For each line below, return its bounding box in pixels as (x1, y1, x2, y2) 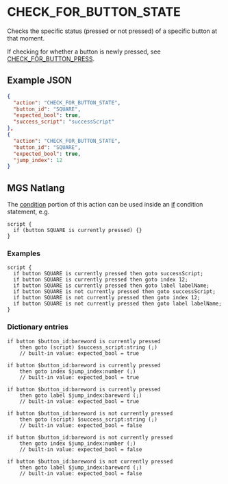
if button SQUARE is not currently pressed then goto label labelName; (13, 300, 223, 308)
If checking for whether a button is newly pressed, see (7, 47, 161, 56)
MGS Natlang (7, 182, 65, 194)
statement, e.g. (7, 207, 50, 216)
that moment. (7, 34, 45, 42)
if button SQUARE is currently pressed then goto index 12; (13, 276, 188, 284)
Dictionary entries (7, 322, 68, 332)
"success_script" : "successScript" (13, 118, 115, 126)
